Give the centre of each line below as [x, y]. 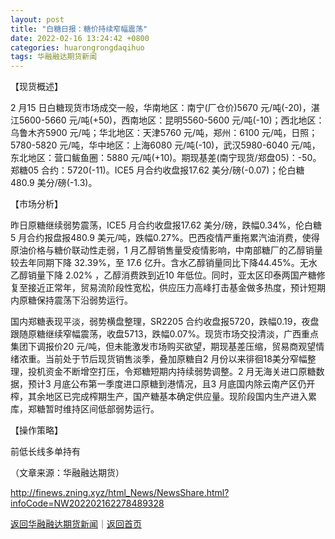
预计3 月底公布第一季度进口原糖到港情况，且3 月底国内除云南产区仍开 [171, 384]
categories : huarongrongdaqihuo [77, 47]
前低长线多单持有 [45, 452]
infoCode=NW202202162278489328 [87, 503]
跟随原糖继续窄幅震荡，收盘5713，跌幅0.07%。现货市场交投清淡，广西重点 [164, 334]
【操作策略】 [36, 430]
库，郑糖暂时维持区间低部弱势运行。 [85, 409]
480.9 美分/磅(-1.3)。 [54, 183]
